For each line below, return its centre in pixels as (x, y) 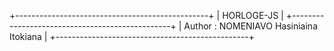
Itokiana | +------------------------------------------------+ (132, 36)
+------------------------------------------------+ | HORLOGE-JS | (146, 15)
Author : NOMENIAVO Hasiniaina (250, 26)
